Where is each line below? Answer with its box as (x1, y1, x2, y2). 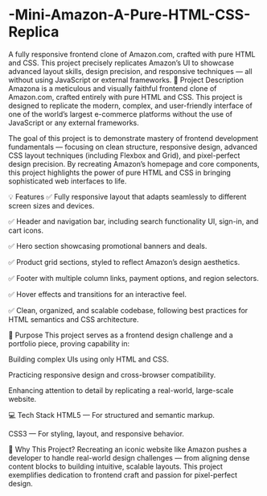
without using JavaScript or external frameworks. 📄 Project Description (8, 75, 244, 85)
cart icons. (8, 225, 44, 235)
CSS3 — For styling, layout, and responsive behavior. (8, 428, 185, 438)
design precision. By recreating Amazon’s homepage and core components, (8, 159, 260, 168)
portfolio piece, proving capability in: (8, 338, 130, 348)
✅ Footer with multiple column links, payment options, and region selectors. (8, 273, 260, 283)
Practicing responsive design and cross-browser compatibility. (8, 370, 216, 379)
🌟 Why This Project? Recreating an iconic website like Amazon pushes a (8, 444, 248, 454)
